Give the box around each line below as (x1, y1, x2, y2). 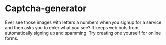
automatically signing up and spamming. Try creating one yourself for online (5, 30, 161, 36)
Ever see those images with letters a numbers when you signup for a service (5, 19, 162, 25)
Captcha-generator (5, 3, 87, 14)
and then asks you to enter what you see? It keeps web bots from (5, 24, 139, 30)
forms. (5, 35, 19, 41)
